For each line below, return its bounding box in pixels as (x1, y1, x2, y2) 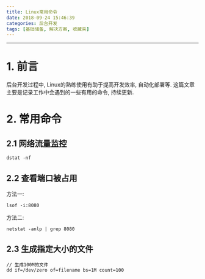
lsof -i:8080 (6, 202, 40, 208)
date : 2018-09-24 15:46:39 (6, 15, 75, 21)
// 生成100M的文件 (6, 261, 49, 268)
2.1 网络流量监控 (6, 138, 67, 149)
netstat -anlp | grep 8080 (6, 226, 75, 232)
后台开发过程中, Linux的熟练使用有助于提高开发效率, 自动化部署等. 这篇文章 (6, 81, 195, 88)
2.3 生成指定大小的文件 (6, 244, 93, 255)
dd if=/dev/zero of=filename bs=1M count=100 (6, 267, 124, 273)
